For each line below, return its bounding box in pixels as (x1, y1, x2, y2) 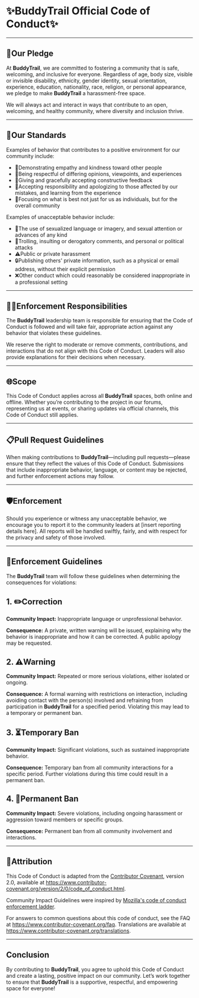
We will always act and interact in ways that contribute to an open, (6, 101, 168, 108)
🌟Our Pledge (6, 49, 54, 59)
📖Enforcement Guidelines (6, 557, 102, 567)
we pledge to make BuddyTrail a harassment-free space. (6, 89, 146, 96)
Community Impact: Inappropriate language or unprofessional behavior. (6, 616, 182, 623)
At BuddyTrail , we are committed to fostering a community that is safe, (6, 64, 179, 71)
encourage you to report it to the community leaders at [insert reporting (6, 521, 181, 528)
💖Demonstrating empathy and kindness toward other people (14, 164, 162, 171)
